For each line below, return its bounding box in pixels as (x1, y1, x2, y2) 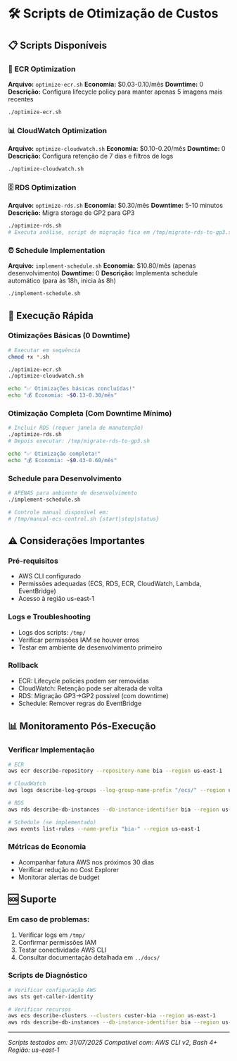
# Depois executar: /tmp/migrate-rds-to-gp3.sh (8, 438, 150, 445)
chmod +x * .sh (8, 353, 50, 360)
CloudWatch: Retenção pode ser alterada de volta (18, 684, 163, 693)
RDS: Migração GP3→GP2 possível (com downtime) (18, 691, 169, 700)
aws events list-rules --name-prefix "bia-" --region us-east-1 (8, 825, 200, 832)
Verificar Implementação (8, 745, 95, 755)
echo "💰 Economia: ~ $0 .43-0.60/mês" (8, 457, 117, 464)
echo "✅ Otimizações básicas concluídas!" (8, 385, 136, 392)
